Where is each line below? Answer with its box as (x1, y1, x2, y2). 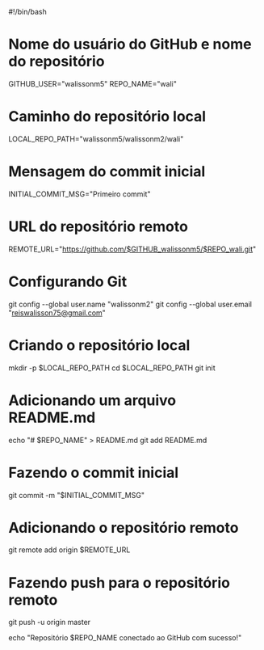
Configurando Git (8, 272, 128, 290)
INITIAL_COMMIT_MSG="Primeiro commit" (8, 189, 151, 199)
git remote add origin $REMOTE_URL (8, 545, 131, 555)
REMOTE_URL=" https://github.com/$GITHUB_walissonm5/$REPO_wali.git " (8, 244, 257, 254)
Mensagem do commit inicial (8, 162, 206, 181)
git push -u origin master (8, 618, 91, 627)
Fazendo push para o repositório (8, 573, 230, 592)
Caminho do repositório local (8, 108, 207, 126)
